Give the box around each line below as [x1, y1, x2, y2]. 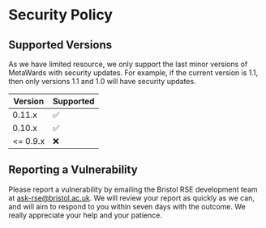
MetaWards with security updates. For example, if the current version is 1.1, [8, 68, 259, 78]
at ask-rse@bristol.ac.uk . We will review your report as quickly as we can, [8, 192, 255, 203]
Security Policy [8, 6, 114, 24]
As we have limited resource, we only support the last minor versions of [8, 59, 248, 69]
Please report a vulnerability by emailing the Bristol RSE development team [8, 184, 258, 194]
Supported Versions [8, 38, 112, 52]
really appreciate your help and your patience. [8, 210, 162, 220]
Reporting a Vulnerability [8, 163, 138, 177]
